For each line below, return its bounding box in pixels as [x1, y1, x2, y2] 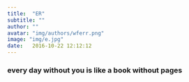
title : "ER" [7, 10, 45, 17]
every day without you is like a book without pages [7, 65, 183, 75]
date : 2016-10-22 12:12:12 [7, 42, 92, 49]
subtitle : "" [7, 17, 45, 24]
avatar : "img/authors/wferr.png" [7, 29, 105, 37]
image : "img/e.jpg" [7, 36, 64, 43]
